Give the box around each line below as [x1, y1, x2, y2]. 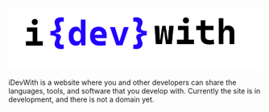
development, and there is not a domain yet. [8, 94, 155, 104]
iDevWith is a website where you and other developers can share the [8, 78, 237, 87]
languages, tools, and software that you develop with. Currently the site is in [8, 86, 261, 95]
